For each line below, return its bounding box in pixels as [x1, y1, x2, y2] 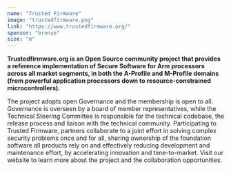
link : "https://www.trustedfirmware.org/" [7, 23, 131, 30]
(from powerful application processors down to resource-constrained [7, 77, 212, 85]
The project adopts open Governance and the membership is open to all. [7, 97, 214, 105]
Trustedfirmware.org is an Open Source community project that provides [7, 54, 221, 63]
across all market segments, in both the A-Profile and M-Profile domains [7, 70, 219, 78]
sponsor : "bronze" [7, 29, 60, 37]
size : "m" [7, 36, 36, 43]
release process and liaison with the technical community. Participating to [7, 119, 217, 128]
